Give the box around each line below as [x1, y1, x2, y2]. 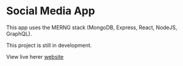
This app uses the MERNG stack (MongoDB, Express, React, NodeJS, [6, 24, 178, 31]
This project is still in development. [6, 42, 92, 49]
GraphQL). [6, 30, 32, 37]
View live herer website [6, 53, 64, 60]
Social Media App [6, 4, 96, 18]
